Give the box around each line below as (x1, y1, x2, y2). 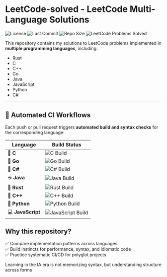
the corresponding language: (5, 129, 65, 135)
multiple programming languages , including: (5, 45, 98, 51)
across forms (5, 267, 32, 273)
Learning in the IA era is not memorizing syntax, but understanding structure (5, 262, 162, 268)
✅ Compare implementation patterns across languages (5, 240, 118, 246)
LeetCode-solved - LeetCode (5, 3, 128, 15)
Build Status (52, 141, 82, 148)
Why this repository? (5, 227, 72, 236)
